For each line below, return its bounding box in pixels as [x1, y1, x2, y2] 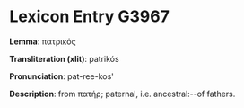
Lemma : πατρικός [9, 36, 76, 47]
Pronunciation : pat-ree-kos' [9, 70, 114, 82]
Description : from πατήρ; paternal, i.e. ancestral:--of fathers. [9, 88, 236, 99]
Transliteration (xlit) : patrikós [9, 53, 119, 64]
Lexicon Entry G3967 [9, 6, 170, 27]
